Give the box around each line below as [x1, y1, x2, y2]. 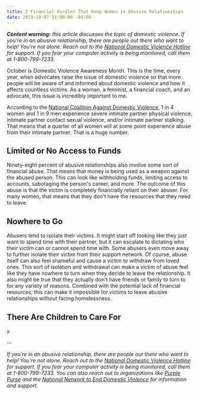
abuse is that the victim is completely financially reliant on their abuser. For [6, 187, 188, 194]
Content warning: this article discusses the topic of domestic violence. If [6, 30, 185, 37]
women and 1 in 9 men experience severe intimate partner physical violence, [6, 110, 193, 117]
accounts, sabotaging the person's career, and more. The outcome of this [6, 180, 186, 187]
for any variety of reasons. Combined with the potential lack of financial [6, 282, 180, 290]
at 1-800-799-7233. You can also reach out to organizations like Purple [6, 369, 181, 376]
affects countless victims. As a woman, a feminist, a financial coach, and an [6, 86, 190, 93]
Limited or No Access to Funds [6, 145, 121, 156]
